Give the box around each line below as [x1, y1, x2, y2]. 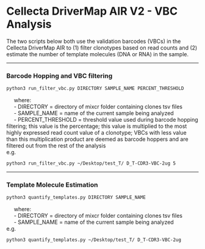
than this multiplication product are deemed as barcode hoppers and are [6, 136, 189, 143]
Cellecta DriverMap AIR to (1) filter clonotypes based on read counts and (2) [6, 44, 198, 51]
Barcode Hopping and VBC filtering [6, 72, 113, 80]
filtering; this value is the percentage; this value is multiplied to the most [6, 122, 187, 130]
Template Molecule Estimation [6, 180, 98, 189]
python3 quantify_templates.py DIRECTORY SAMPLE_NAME [6, 195, 146, 201]
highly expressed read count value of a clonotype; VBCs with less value [6, 129, 187, 136]
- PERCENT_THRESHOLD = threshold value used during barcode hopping [13, 116, 198, 124]
